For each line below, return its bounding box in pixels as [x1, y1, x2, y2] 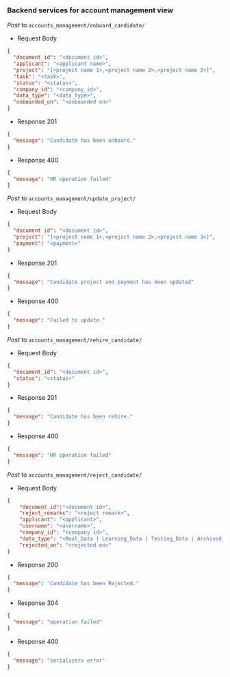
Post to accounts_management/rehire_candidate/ [7, 335, 142, 344]
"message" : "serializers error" [13, 657, 106, 664]
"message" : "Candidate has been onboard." [13, 136, 136, 144]
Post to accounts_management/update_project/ [7, 194, 136, 202]
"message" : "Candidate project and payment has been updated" [13, 278, 194, 285]
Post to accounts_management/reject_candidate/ [7, 471, 142, 479]
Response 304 [16, 599, 59, 607]
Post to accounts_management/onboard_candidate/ [7, 21, 146, 29]
